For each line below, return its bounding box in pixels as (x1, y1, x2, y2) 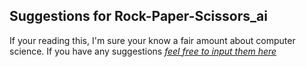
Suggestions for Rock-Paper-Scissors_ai (9, 8, 268, 25)
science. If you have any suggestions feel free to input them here (9, 45, 277, 57)
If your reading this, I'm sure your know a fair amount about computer (9, 34, 296, 46)
